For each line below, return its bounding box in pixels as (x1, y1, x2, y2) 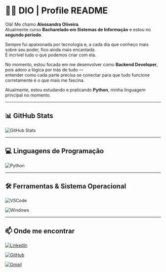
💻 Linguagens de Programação (5, 147, 104, 155)
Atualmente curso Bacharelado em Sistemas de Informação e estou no (5, 26, 151, 32)
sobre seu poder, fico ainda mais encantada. (5, 46, 96, 52)
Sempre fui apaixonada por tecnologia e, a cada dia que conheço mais (5, 41, 149, 47)
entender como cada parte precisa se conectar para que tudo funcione (5, 72, 150, 78)
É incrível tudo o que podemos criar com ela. (5, 52, 96, 58)
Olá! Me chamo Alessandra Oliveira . (5, 21, 80, 27)
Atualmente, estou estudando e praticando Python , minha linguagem (5, 87, 146, 92)
